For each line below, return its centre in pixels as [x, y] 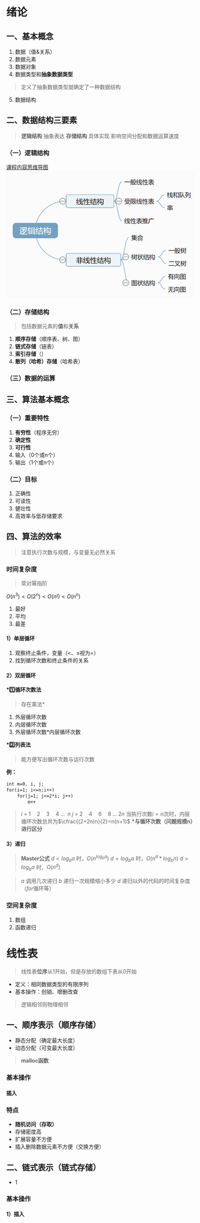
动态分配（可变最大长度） [46, 1048]
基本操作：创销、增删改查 [46, 991]
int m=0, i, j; [25, 784]
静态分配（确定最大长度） [46, 1040]
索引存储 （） [31, 354]
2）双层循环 [21, 675]
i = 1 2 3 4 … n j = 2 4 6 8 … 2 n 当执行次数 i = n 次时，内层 [105, 814]
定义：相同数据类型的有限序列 [51, 984]
